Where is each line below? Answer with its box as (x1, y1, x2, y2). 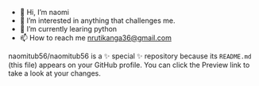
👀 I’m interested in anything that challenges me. (19, 16, 176, 25)
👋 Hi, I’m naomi (19, 8, 70, 17)
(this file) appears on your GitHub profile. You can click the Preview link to (8, 60, 250, 69)
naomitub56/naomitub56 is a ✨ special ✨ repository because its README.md (8, 51, 252, 61)
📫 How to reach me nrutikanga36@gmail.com (19, 33, 172, 43)
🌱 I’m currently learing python (19, 24, 118, 33)
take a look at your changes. (8, 69, 102, 78)
